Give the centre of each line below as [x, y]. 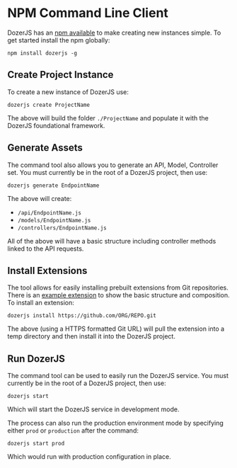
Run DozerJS [36, 359]
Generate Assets [45, 148]
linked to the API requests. [46, 249]
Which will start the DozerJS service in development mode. [93, 409]
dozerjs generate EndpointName [53, 186]
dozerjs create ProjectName [49, 105]
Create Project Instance [60, 75]
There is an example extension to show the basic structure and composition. [118, 295]
